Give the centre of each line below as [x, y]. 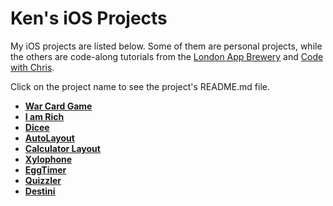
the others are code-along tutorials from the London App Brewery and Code [167, 56]
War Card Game [58, 106]
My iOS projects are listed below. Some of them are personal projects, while [166, 46]
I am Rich [44, 116]
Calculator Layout [62, 148]
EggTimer [45, 169]
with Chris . [32, 67]
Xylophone [48, 159]
